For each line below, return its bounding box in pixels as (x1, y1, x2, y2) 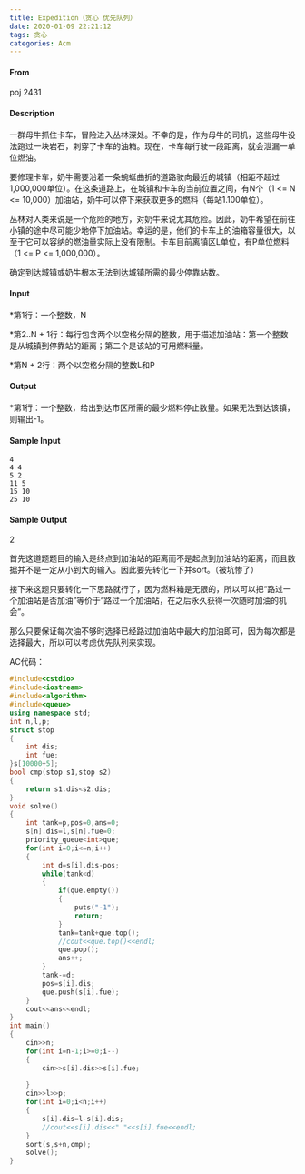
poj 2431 (9, 87, 42, 98)
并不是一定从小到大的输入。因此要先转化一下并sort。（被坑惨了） (16, 565, 259, 576)
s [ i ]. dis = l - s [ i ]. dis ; (42, 1114, 124, 1123)
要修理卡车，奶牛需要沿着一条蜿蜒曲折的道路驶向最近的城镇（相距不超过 (9, 171, 280, 182)
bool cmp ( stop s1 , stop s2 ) (9, 768, 112, 778)
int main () (9, 1021, 51, 1030)
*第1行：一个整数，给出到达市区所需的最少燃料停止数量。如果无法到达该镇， (9, 402, 295, 414)
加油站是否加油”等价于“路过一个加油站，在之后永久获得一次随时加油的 (16, 595, 280, 606)
